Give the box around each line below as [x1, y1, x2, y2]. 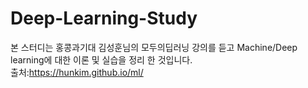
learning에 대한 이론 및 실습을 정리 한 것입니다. [10, 53, 193, 66]
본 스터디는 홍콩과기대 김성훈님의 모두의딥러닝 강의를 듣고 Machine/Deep [10, 41, 298, 53]
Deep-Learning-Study [10, 7, 198, 30]
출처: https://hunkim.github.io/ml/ [10, 66, 144, 78]
